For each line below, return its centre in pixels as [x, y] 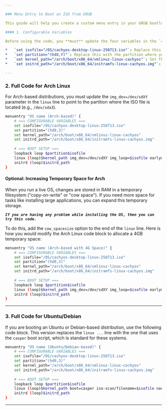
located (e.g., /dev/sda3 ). [31, 107]
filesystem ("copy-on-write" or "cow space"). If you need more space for [80, 195]
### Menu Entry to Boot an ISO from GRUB [49, 14]
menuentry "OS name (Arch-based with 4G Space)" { [59, 248]
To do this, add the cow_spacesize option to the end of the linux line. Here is [83, 228]
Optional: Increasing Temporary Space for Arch [55, 179]
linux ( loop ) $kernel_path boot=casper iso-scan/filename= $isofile [84, 389]
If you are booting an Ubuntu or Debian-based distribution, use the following [83, 327]
